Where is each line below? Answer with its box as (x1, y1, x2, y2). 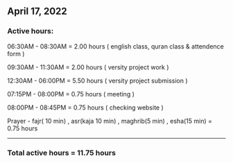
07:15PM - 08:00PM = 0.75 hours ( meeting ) (7, 89, 135, 98)
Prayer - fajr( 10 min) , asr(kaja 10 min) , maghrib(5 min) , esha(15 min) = (7, 117, 213, 125)
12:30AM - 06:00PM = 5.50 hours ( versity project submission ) (7, 76, 189, 85)
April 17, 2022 (7, 6, 67, 17)
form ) (7, 49, 25, 58)
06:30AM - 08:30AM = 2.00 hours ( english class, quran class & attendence (7, 42, 224, 51)
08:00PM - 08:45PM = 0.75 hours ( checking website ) (7, 103, 164, 112)
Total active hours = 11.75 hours (7, 148, 116, 157)
